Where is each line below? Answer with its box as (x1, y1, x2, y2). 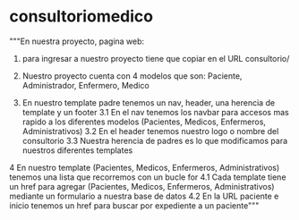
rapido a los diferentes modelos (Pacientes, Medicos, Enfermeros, (21, 116, 267, 127)
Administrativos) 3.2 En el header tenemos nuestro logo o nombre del (21, 125, 279, 136)
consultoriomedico (9, 6, 154, 27)
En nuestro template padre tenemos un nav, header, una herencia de (21, 97, 276, 108)
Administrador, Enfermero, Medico (21, 80, 149, 90)
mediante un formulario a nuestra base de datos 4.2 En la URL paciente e (9, 190, 279, 201)
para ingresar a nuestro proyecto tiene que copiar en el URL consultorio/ (21, 53, 290, 63)
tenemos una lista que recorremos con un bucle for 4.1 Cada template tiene (9, 172, 286, 182)
